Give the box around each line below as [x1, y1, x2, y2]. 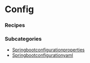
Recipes [5, 22, 25, 29]
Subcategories [5, 36, 42, 43]
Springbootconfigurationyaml [12, 52, 73, 58]
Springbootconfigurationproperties [12, 47, 85, 53]
